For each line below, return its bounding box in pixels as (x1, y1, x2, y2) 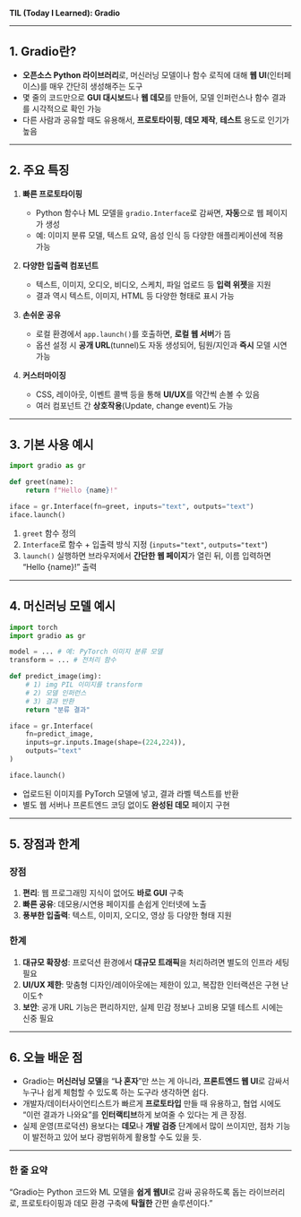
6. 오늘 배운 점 (9, 1050, 83, 1066)
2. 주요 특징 (9, 163, 70, 178)
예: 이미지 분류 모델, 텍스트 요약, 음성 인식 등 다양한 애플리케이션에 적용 (35, 229, 284, 240)
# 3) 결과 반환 (25, 696, 74, 706)
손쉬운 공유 (21, 309, 61, 320)
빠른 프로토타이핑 (21, 188, 83, 199)
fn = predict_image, (25, 729, 94, 738)
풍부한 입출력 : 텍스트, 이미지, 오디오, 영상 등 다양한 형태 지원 (21, 910, 232, 921)
